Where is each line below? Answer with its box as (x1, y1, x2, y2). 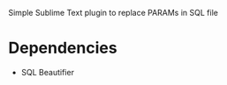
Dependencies (8, 39, 117, 58)
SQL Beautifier (20, 67, 74, 77)
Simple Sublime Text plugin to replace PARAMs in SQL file (8, 8, 218, 18)
